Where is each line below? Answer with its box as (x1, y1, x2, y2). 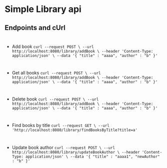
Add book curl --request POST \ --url (11, 43, 94, 49)
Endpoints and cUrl (4, 23, 65, 32)
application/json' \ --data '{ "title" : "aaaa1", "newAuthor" (25, 154, 160, 159)
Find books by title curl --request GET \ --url (11, 122, 109, 128)
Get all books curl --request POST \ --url (11, 69, 101, 75)
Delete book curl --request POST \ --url (11, 96, 99, 102)
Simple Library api (4, 3, 82, 15)
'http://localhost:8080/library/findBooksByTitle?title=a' (11, 127, 138, 133)
